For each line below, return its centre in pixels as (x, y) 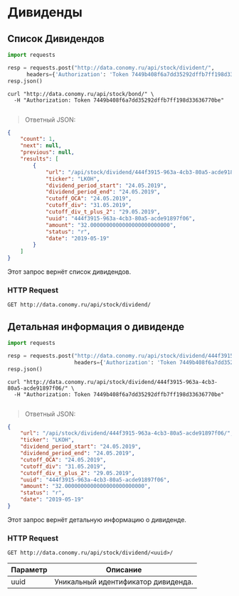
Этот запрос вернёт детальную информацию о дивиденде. (97, 519)
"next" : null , (41, 146)
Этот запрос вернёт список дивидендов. (69, 272)
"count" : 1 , (38, 139)
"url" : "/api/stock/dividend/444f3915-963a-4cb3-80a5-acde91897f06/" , (127, 433)
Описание (124, 570)
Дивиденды (45, 12)
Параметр (29, 570)
